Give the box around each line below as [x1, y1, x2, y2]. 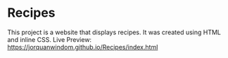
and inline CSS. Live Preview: [7, 35, 92, 43]
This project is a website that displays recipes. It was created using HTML [7, 28, 222, 36]
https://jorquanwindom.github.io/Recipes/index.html [7, 43, 158, 51]
